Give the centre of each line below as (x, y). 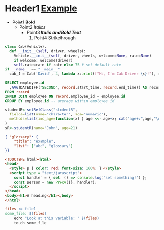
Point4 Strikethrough (55, 38)
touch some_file (31, 223)
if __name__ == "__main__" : (34, 69)
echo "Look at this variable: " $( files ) (56, 218)
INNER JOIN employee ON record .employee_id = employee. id (65, 96)
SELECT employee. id (25, 83)
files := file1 (20, 209)
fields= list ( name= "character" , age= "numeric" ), (59, 115)
